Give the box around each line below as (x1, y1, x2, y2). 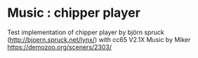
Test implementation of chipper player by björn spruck (7, 28, 165, 36)
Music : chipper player (7, 5, 140, 21)
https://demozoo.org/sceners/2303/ (7, 43, 112, 51)
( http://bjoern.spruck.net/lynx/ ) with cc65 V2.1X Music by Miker (7, 35, 191, 43)
